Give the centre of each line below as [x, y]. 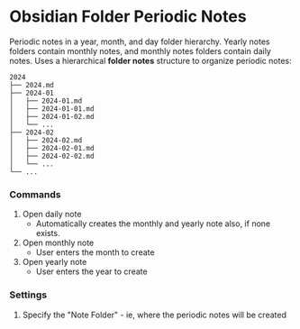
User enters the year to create [91, 271]
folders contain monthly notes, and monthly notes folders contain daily [141, 50]
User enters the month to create [95, 252]
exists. [48, 233]
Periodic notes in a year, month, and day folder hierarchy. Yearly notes [140, 41]
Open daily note [52, 215]
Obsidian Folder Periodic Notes [128, 17]
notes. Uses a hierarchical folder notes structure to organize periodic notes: [150, 60]
